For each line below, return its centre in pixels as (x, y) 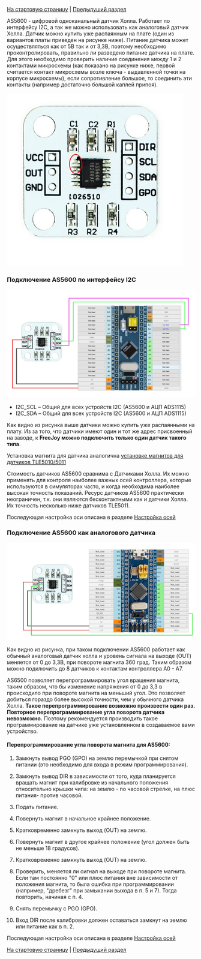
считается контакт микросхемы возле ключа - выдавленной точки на (96, 72)
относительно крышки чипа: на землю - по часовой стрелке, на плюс (105, 789)
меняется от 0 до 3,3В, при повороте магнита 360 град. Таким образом (99, 662)
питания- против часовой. (49, 795)
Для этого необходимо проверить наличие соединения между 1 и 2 (94, 59)
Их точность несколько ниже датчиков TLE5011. (68, 506)
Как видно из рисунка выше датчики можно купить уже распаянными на (101, 425)
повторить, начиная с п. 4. (49, 897)
